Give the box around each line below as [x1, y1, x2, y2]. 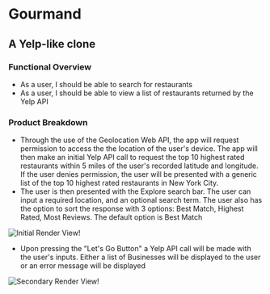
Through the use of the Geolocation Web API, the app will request [19, 135, 239, 145]
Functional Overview [8, 61, 91, 73]
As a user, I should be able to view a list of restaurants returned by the [19, 88, 254, 98]
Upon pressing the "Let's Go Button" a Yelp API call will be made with [19, 244, 252, 254]
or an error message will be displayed [19, 261, 146, 271]
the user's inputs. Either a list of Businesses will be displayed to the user [19, 252, 261, 262]
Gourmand [8, 5, 82, 23]
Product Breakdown [8, 116, 88, 128]
